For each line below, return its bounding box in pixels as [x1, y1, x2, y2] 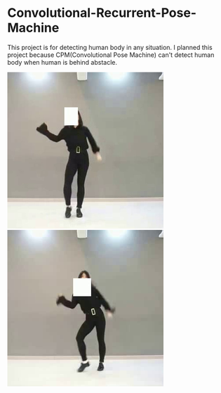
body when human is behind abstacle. [7, 58, 118, 66]
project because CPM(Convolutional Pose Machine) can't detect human [7, 51, 215, 59]
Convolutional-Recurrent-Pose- [7, 5, 197, 21]
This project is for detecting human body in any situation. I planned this [7, 43, 213, 51]
